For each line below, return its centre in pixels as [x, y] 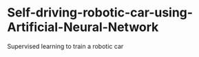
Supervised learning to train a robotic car [65, 46]
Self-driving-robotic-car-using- [100, 13]
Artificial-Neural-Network [83, 27]
